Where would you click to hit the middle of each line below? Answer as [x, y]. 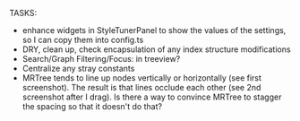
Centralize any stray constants [78, 68]
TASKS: [23, 13]
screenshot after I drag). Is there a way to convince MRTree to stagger [152, 97]
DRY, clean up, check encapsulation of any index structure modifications [156, 49]
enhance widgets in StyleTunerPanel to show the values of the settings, [154, 30]
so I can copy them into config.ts [83, 40]
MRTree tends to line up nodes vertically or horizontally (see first [142, 78]
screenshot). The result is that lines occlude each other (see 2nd [141, 87]
